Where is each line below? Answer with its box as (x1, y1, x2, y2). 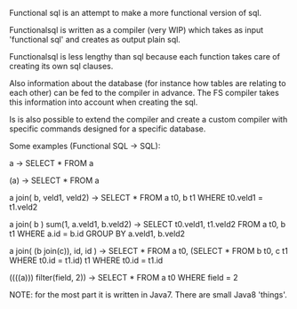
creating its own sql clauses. (9, 61, 114, 71)
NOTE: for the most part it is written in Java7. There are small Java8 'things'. (9, 289, 287, 300)
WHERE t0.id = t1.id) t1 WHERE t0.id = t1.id (9, 255, 164, 265)
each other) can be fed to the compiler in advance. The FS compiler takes (9, 88, 280, 98)
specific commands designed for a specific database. (9, 123, 206, 134)
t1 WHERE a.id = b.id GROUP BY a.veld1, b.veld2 (9, 228, 185, 239)
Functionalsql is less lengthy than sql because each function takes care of (9, 51, 280, 61)
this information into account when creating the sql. (9, 97, 198, 107)
